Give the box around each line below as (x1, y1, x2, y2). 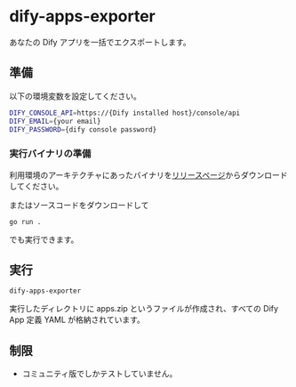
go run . (9, 217, 42, 226)
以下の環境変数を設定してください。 (9, 91, 142, 101)
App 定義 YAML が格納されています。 (9, 314, 145, 326)
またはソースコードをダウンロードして (9, 199, 149, 210)
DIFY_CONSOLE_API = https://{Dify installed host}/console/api (9, 109, 241, 117)
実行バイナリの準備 (9, 148, 92, 160)
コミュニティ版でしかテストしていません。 (21, 368, 178, 379)
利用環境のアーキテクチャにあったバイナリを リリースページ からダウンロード (9, 169, 288, 180)
